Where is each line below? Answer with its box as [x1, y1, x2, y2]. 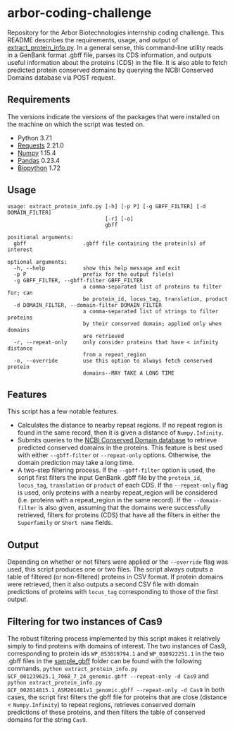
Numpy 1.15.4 [17, 148, 56, 157]
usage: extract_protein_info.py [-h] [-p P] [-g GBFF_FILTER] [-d [7, 203, 206, 210]
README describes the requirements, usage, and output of [7, 35, 179, 44]
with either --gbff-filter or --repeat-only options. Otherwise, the [17, 451, 211, 459]
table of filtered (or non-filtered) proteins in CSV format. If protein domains [7, 573, 224, 581]
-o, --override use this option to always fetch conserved [13, 357, 212, 364]
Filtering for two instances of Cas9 [7, 615, 163, 627]
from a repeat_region [82, 351, 146, 358]
